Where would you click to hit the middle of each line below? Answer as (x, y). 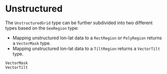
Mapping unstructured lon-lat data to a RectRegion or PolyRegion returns (87, 38)
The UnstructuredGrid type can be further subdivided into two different (79, 23)
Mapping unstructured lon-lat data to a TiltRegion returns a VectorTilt (86, 48)
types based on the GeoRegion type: (42, 28)
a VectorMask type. (32, 43)
